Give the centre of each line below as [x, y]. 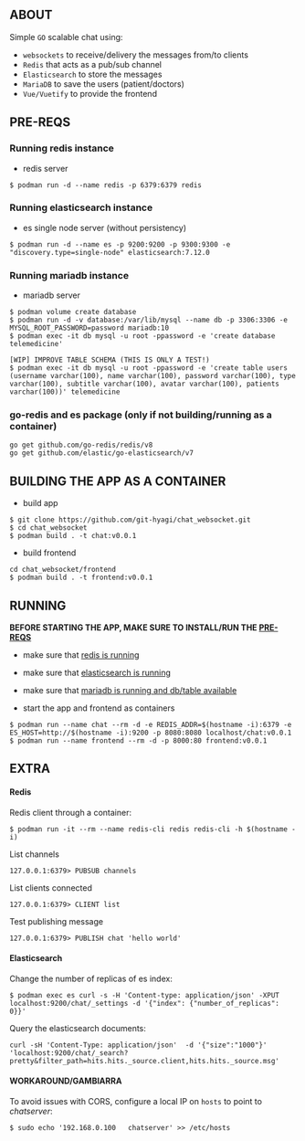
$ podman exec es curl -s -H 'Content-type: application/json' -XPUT [145, 995]
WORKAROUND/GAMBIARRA [66, 1081]
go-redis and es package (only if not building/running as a [141, 415]
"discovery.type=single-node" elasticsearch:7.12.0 [110, 252]
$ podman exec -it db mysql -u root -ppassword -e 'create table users [148, 368]
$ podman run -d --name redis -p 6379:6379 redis [106, 185]
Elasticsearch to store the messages [92, 74]
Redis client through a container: [71, 812]
